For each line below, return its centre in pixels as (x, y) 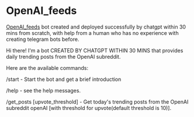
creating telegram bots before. (43, 39)
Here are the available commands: (47, 68)
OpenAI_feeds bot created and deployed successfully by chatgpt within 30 (96, 27)
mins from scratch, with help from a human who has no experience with (93, 33)
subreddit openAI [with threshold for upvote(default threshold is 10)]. (89, 108)
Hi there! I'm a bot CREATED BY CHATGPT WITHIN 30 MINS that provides (95, 50)
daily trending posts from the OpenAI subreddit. (63, 56)
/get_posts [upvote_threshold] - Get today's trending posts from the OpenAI (97, 102)
